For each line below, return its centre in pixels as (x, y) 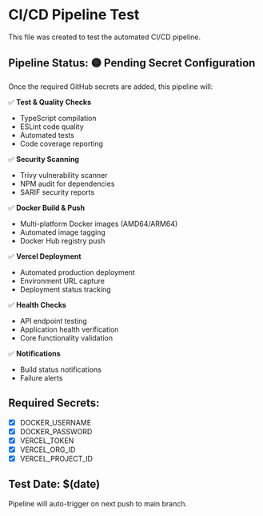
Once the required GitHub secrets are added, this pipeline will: (111, 87)
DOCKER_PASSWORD (56, 431)
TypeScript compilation (58, 118)
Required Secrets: (54, 403)
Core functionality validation (66, 337)
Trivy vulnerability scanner (64, 175)
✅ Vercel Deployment (45, 256)
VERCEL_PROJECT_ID (56, 458)
